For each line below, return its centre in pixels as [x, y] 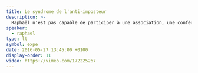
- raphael [23, 34]
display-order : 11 [29, 55]
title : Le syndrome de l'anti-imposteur [57, 11]
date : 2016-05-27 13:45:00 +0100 [47, 50]
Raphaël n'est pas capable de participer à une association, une [93, 22]
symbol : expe [22, 45]
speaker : [17, 28]
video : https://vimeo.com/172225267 [51, 61]
